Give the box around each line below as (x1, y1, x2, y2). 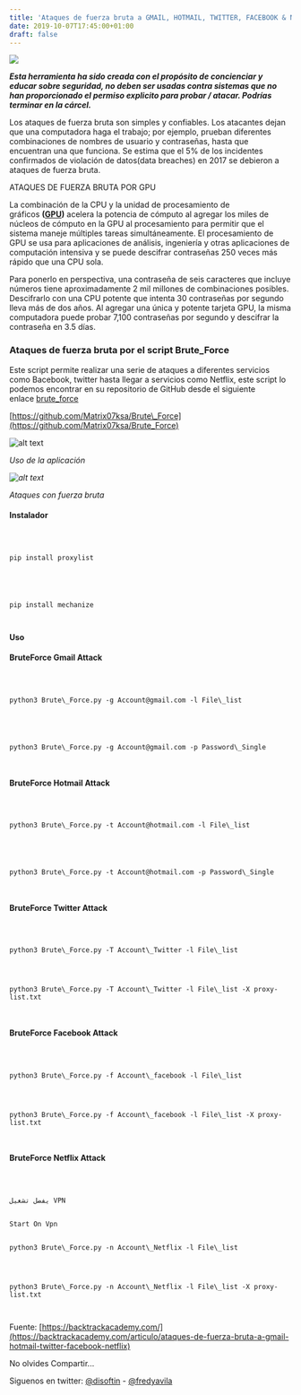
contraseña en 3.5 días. (9, 322, 97, 333)
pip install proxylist (9, 553, 94, 562)
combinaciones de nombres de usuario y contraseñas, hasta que (9, 136, 249, 147)
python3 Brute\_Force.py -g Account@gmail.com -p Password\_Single (9, 743, 267, 752)
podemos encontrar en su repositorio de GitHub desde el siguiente (9, 383, 256, 394)
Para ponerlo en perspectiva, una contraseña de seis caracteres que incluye (9, 274, 291, 285)
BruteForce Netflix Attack (9, 1153, 106, 1164)
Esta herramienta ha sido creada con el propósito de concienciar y (9, 71, 263, 82)
